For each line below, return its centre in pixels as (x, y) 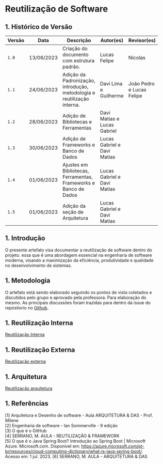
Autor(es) (112, 40)
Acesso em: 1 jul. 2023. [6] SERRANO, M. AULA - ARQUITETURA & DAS (76, 456)
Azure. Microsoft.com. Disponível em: (43, 446)
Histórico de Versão (42, 27)
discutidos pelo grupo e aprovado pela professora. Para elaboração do (76, 297)
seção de (73, 212)
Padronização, (79, 81)
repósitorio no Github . (27, 308)
